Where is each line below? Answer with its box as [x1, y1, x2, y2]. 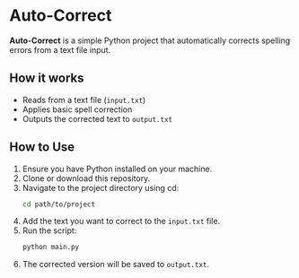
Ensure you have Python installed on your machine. [22, 163, 213, 174]
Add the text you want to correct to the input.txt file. [22, 216, 221, 227]
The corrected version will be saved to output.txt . [22, 259, 209, 270]
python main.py [22, 243, 80, 252]
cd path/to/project [22, 199, 96, 209]
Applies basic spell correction [22, 104, 133, 115]
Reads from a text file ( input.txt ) [22, 94, 146, 105]
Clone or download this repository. [22, 172, 151, 184]
